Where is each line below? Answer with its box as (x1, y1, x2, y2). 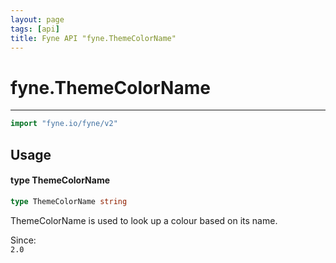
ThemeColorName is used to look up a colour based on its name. (10, 214, 278, 226)
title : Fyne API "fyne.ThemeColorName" (10, 33, 177, 43)
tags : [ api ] (10, 24, 60, 34)
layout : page (10, 14, 65, 25)
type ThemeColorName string (10, 196, 128, 206)
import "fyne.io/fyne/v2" (10, 119, 118, 129)
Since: (10, 234, 37, 246)
